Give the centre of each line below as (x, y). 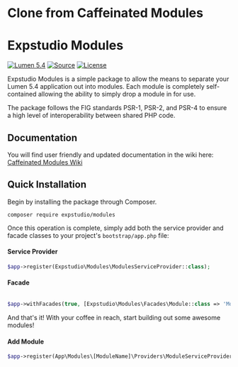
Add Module (26, 341)
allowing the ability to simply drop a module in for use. (117, 94)
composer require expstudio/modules (61, 214)
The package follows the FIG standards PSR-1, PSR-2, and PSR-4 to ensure (117, 108)
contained (22, 94)
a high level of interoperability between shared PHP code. (91, 116)
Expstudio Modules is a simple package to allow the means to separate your (118, 79)
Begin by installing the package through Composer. (82, 202)
